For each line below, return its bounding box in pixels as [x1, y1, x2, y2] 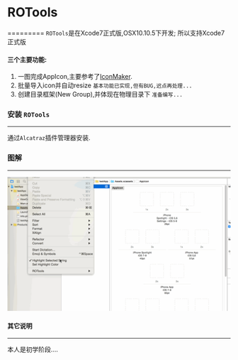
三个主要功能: [7, 55, 47, 64]
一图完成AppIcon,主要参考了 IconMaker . [17, 72, 132, 81]
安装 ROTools [7, 109, 50, 119]
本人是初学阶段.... [7, 345, 59, 354]
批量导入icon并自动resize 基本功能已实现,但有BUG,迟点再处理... [17, 81, 193, 89]
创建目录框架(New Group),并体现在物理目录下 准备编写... [17, 90, 183, 99]
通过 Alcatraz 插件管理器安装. [7, 133, 91, 142]
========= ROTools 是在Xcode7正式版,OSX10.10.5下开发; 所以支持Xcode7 [7, 28, 225, 37]
